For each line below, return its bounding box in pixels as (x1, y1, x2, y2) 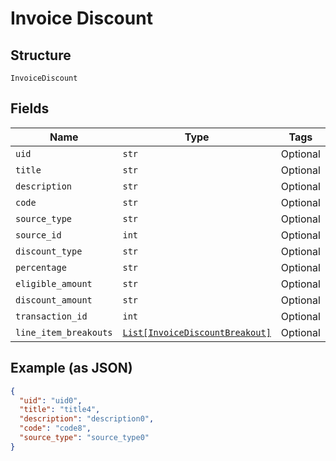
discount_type (15, 245, 83, 257)
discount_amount (15, 294, 93, 306)
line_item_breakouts (15, 327, 113, 338)
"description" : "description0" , (19, 414, 155, 424)
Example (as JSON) (10, 360, 133, 377)
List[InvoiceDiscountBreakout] (122, 327, 272, 338)
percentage (15, 262, 67, 273)
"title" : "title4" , (19, 405, 101, 415)
